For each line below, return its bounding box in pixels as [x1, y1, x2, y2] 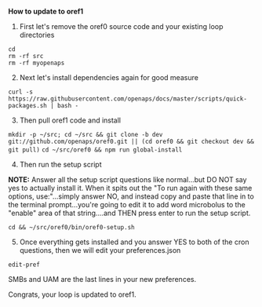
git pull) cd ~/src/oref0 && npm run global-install [8, 146, 183, 154]
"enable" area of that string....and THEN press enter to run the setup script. [8, 208, 251, 217]
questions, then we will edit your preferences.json [19, 246, 181, 254]
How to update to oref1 [8, 7, 84, 16]
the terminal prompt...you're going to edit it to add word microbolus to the [8, 200, 246, 209]
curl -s [8, 88, 34, 96]
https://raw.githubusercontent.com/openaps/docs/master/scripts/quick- [8, 95, 247, 103]
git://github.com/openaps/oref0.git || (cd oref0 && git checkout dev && [8, 137, 255, 145]
